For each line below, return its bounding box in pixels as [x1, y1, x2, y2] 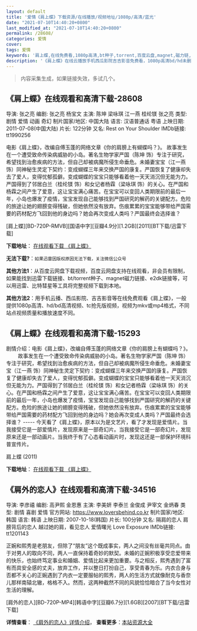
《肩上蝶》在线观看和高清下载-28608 [6, 94, 142, 104]
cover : [6, 42, 22, 48]
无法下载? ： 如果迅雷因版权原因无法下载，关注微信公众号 [6, 255, 127, 262]
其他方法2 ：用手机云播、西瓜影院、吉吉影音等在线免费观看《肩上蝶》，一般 [6, 295, 186, 302]
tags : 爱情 [6, 47, 31, 53]
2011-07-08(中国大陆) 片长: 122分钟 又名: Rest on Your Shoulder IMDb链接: [6, 125, 186, 132]
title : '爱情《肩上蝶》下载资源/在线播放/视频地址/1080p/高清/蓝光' [6, 14, 157, 20]
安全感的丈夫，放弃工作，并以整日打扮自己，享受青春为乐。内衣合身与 [21, 564, 191, 571]
